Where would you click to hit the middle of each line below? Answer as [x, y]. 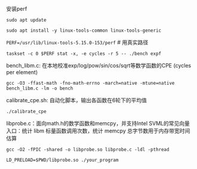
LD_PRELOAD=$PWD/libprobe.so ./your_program [62, 160]
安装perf [17, 9]
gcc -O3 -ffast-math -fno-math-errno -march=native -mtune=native [90, 83]
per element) [22, 72]
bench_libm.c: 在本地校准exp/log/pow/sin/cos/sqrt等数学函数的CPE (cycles [99, 65]
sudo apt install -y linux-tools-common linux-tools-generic [84, 30]
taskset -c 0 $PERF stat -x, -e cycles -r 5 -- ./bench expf [84, 54]
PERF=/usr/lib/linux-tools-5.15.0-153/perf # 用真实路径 [77, 42]
